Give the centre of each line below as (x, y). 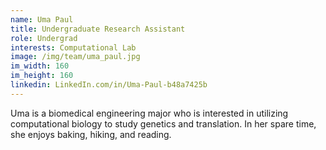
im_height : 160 (42, 76)
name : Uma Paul (42, 19)
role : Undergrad (44, 38)
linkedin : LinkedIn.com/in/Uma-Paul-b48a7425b (109, 85)
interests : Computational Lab (73, 47)
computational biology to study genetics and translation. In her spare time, (163, 123)
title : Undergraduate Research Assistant (98, 29)
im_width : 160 (40, 66)
